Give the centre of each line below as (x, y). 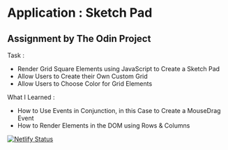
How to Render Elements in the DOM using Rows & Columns (104, 126)
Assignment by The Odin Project (79, 39)
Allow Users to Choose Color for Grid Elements (85, 84)
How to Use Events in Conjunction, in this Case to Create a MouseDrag (119, 111)
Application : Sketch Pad (80, 13)
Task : (16, 55)
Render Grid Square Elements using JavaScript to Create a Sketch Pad (119, 69)
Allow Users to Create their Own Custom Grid (82, 76)
